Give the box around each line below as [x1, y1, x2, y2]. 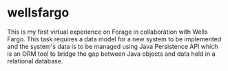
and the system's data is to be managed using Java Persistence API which [7, 42, 218, 50]
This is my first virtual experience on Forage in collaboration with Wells [7, 28, 208, 36]
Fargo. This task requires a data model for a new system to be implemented [7, 34, 222, 43]
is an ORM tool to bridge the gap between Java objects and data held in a [7, 50, 216, 58]
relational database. [7, 57, 63, 65]
